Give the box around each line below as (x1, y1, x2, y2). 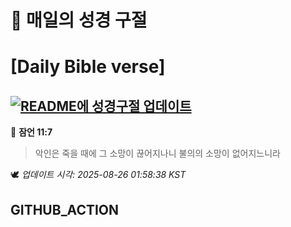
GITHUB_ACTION (10, 201, 120, 218)
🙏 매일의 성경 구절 (10, 9, 148, 32)
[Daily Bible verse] (10, 56, 166, 78)
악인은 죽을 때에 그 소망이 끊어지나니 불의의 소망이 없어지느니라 (34, 147, 281, 160)
